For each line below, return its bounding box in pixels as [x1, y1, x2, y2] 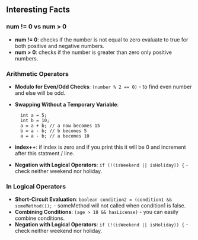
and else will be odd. [14, 89, 66, 97]
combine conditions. [14, 215, 65, 222]
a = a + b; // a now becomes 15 [20, 123, 100, 129]
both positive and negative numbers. [14, 42, 105, 49]
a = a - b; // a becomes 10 [20, 133, 90, 139]
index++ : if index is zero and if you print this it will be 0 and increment [14, 143, 186, 151]
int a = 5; [20, 112, 47, 118]
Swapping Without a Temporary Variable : [14, 101, 119, 108]
